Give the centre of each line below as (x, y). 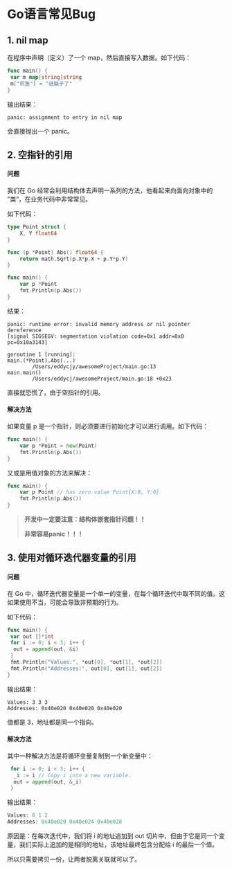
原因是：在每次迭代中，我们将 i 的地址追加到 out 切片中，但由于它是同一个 (113, 836)
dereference (24, 330)
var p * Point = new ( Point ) (59, 446)
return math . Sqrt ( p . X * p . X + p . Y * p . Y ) (74, 259)
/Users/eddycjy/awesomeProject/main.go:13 (94, 366)
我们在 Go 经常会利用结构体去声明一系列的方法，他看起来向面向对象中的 (110, 190)
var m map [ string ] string (46, 77)
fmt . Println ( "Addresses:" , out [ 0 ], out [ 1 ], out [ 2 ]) (86, 669)
